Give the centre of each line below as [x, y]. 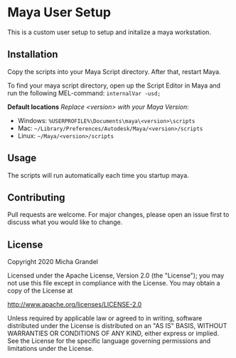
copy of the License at [40, 291]
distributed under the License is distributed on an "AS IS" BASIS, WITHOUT [117, 326]
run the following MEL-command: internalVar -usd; [84, 93]
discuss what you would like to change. [65, 222]
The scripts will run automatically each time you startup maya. [98, 175]
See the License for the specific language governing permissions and [109, 341]
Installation [33, 54]
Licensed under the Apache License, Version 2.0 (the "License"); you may [116, 275]
